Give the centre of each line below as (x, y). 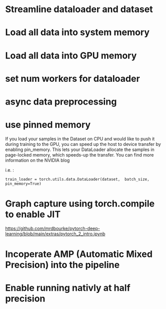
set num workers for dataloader (73, 79)
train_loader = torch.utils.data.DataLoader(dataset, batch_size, (77, 179)
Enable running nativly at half (68, 288)
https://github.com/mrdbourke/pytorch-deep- (53, 228)
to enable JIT (33, 214)
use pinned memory (48, 125)
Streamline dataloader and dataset (79, 9)
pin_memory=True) (23, 184)
